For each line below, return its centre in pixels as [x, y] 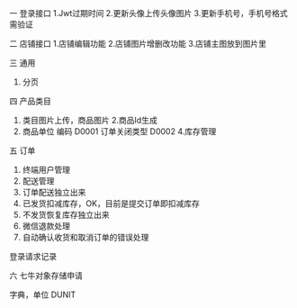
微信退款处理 [46, 226]
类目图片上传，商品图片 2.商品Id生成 [90, 120]
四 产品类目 [30, 101]
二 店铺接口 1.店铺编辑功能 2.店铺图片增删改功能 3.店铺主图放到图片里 [138, 44]
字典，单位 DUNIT [43, 294]
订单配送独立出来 [54, 192]
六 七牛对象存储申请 [46, 276]
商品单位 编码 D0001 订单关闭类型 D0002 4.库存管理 [119, 131]
